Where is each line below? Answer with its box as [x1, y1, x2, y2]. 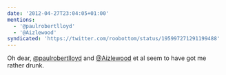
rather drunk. [7, 61, 45, 70]
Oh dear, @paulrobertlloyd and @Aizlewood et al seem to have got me [7, 54, 207, 62]
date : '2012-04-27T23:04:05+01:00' [7, 10, 110, 17]
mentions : [7, 16, 36, 23]
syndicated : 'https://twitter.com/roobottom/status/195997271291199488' [7, 35, 220, 42]
